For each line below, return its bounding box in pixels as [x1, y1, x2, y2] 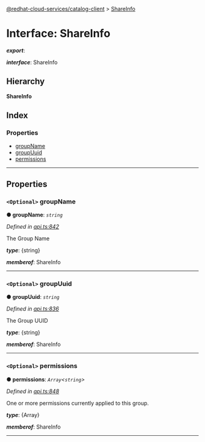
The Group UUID [6, 317, 48, 325]
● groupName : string [6, 211, 63, 219]
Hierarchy [6, 76, 45, 87]
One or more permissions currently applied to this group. [6, 399, 149, 407]
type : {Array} [6, 411, 40, 418]
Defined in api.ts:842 [6, 223, 59, 230]
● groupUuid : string [6, 293, 60, 301]
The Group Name [6, 235, 50, 242]
